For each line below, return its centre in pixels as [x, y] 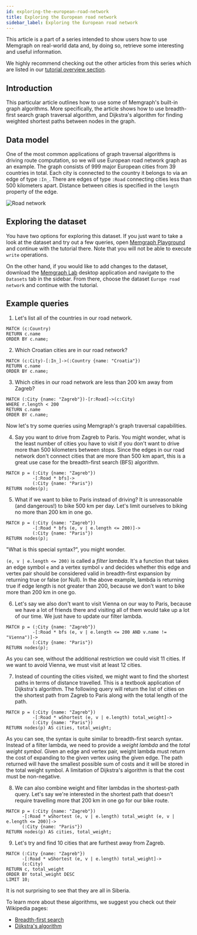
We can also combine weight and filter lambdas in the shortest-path [97, 788]
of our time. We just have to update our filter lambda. [79, 616]
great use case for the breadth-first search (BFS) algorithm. [87, 462]
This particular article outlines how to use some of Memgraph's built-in [92, 102]
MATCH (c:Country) [29, 328]
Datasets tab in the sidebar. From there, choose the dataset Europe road [93, 279]
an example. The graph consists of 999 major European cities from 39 [91, 167]
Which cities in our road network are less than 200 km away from [94, 382]
